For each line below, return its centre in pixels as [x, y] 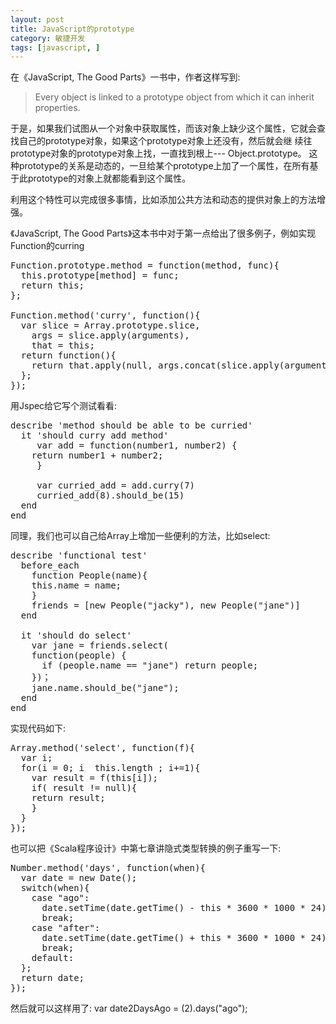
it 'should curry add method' [94, 435]
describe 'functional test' [79, 555]
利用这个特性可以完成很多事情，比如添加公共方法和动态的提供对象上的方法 [163, 200]
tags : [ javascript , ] [55, 47]
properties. [57, 108]
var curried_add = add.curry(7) [116, 485]
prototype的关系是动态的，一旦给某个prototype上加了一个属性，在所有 [164, 166]
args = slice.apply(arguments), [110, 335]
